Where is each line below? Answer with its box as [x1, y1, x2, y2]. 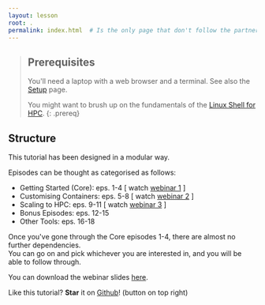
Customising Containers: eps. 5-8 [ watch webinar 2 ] [19, 191, 195, 201]
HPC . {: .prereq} [27, 108, 80, 119]
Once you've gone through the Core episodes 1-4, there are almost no [8, 232, 236, 241]
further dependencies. [8, 240, 81, 250]
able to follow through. [8, 258, 81, 266]
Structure [8, 131, 57, 145]
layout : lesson [8, 11, 58, 20]
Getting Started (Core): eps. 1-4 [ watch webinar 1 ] [19, 183, 186, 192]
